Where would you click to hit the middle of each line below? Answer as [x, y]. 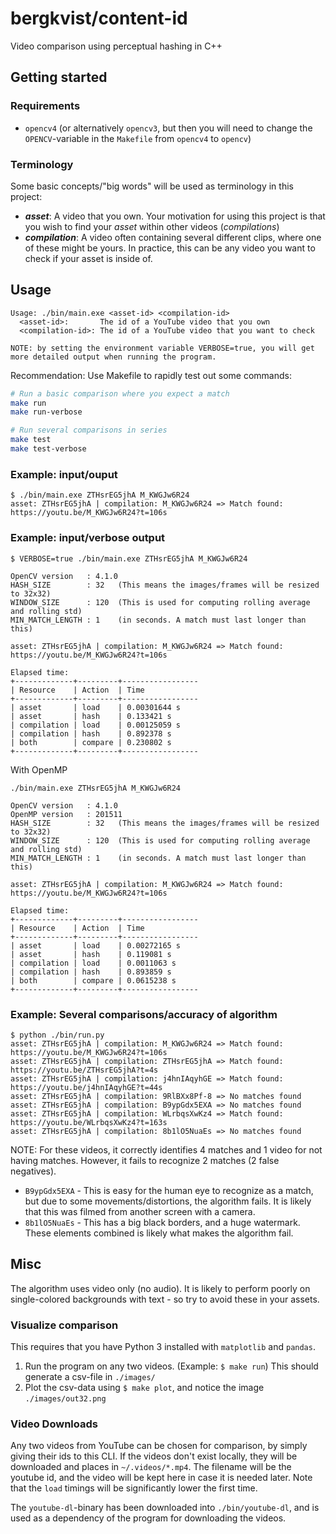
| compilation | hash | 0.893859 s [91, 972]
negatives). [33, 1171]
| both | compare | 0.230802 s [91, 742]
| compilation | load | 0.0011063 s [93, 963]
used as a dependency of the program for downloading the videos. [148, 1518]
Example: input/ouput [64, 474]
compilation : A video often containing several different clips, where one [173, 237]
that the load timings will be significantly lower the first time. [134, 1488]
